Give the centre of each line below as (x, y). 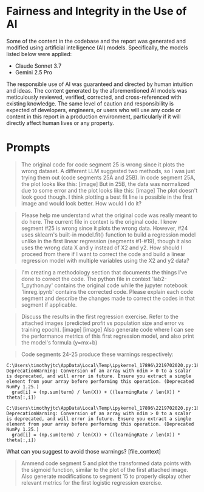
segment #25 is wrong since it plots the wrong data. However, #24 (104, 228)
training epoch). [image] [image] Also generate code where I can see (107, 329)
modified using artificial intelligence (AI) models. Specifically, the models (97, 48)
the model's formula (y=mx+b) (59, 342)
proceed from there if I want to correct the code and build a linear (103, 254)
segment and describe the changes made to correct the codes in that (108, 298)
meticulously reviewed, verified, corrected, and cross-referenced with (94, 97)
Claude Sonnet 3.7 (38, 66)
